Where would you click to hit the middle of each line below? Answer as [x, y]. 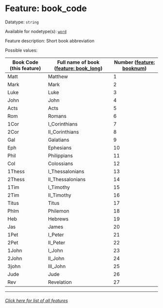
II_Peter [57, 242]
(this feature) [25, 68]
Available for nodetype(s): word [36, 31]
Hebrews [58, 218]
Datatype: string [22, 22]
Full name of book [78, 62]
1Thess [16, 171]
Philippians [60, 155]
